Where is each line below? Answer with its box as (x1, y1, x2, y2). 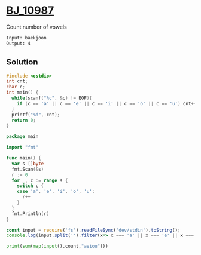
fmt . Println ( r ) (11, 210, 50, 217)
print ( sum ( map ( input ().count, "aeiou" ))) (6, 243, 109, 250)
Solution (6, 57, 38, 67)
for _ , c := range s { (11, 177, 68, 183)
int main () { (6, 90, 39, 96)
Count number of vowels (6, 23, 67, 30)
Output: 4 (6, 40, 31, 47)
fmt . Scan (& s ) (11, 166, 44, 172)
